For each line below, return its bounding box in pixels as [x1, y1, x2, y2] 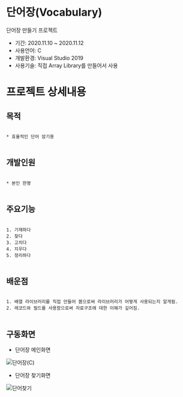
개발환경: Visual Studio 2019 [14, 54, 84, 61]
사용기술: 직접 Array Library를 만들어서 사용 [14, 61, 118, 69]
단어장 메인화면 [14, 346, 51, 354]
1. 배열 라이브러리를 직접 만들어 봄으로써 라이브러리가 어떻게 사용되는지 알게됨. [6, 299, 178, 305]
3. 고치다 [6, 239, 27, 245]
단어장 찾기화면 [14, 372, 51, 379]
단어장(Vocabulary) [6, 5, 103, 19]
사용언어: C [14, 46, 42, 54]
